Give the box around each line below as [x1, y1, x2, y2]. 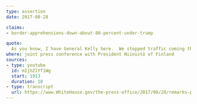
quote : [6, 40, 22, 47]
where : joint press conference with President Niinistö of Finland [6, 51, 175, 57]
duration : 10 [11, 78, 43, 85]
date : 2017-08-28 [6, 14, 49, 20]
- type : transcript [6, 84, 54, 90]
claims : [6, 25, 25, 30]
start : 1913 [11, 73, 41, 79]
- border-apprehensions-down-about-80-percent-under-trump [6, 30, 154, 36]
